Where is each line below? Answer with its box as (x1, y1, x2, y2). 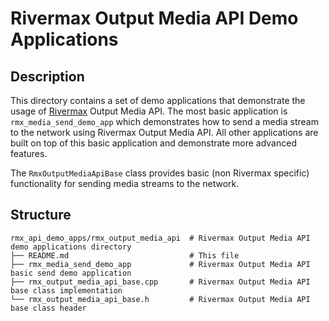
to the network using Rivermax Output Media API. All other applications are (10, 127, 319, 138)
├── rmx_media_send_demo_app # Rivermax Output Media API (10, 259, 311, 269)
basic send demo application (10, 268, 132, 278)
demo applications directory (10, 242, 132, 252)
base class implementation (10, 285, 123, 296)
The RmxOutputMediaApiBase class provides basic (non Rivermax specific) (10, 167, 310, 179)
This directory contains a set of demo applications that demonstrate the (10, 95, 306, 106)
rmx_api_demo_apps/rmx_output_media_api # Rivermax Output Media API (10, 233, 311, 243)
